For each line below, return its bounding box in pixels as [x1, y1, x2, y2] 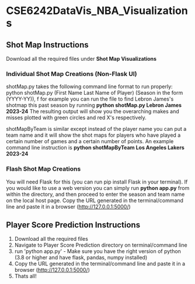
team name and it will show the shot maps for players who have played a [6, 131, 181, 138]
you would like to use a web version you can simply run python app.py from [6, 184, 190, 191]
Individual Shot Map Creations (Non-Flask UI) [6, 70, 137, 78]
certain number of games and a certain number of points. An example [6, 138, 174, 145]
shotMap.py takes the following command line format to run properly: [6, 83, 173, 90]
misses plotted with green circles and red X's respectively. [6, 114, 147, 121]
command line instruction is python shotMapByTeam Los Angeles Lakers [6, 144, 185, 151]
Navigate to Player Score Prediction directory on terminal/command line [14, 241, 188, 249]
